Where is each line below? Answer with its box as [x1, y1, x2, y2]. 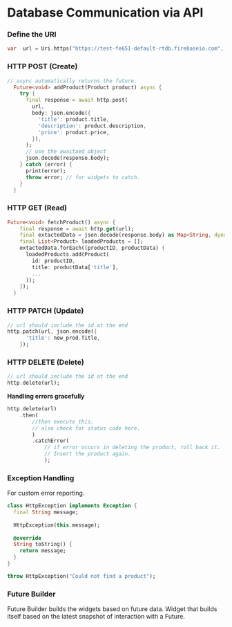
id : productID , [32, 257, 76, 264]
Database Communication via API [7, 5, 204, 21]
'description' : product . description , [37, 122, 147, 129]
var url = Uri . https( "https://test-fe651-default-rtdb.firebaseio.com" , [7, 45, 224, 53]
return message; [19, 547, 67, 554]
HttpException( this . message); [13, 521, 100, 529]
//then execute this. [32, 418, 95, 425]
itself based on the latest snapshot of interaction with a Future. [7, 612, 185, 621]
